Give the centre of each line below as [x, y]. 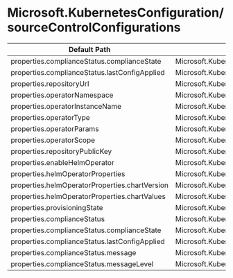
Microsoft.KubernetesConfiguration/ [115, 13]
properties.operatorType [50, 117]
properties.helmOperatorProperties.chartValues [88, 196]
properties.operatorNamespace [62, 95]
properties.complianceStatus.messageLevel [82, 263]
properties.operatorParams [55, 128]
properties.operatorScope [53, 140]
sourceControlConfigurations [94, 27]
